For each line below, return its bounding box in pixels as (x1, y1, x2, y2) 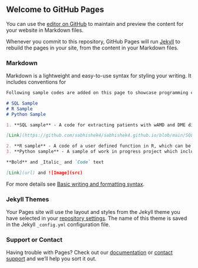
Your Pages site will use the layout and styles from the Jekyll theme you (6, 209, 181, 216)
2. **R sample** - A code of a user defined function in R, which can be (6, 143, 192, 149)
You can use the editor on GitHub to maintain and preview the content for (6, 20, 184, 27)
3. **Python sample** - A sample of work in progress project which (6, 149, 178, 155)
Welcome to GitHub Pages (6, 5, 104, 15)
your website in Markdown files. (6, 26, 84, 33)
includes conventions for (6, 79, 67, 86)
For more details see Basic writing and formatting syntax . (6, 180, 145, 187)
